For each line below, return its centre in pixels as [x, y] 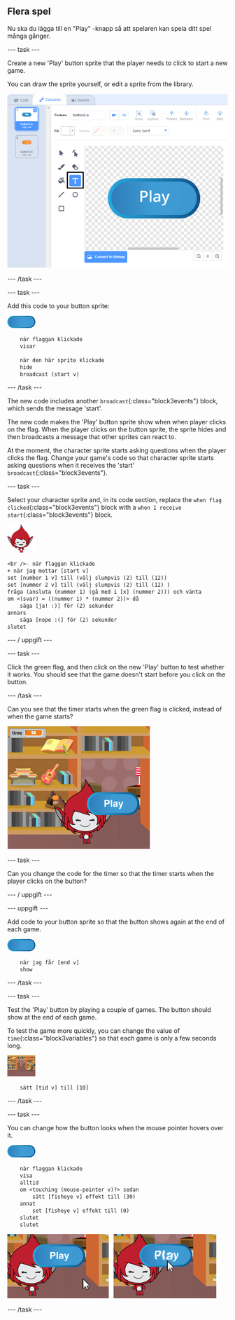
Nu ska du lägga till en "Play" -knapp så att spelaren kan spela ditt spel [109, 28]
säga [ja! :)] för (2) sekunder [67, 606]
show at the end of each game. [52, 1017]
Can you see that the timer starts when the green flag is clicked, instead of [115, 709]
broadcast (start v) [50, 375]
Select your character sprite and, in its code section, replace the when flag [115, 500]
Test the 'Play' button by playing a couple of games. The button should [109, 1010]
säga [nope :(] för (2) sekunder [69, 620]
